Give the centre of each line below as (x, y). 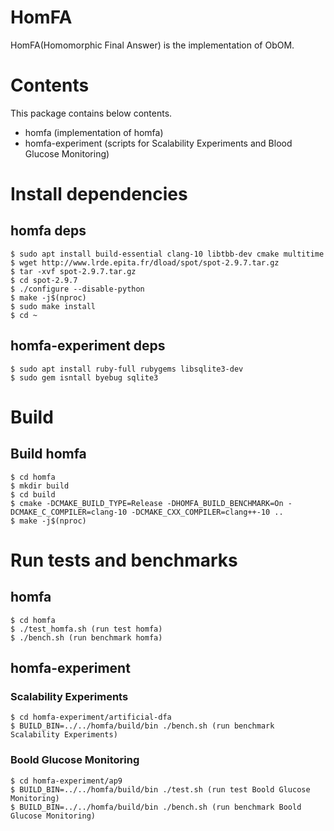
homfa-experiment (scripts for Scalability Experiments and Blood (158, 143)
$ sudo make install (53, 306)
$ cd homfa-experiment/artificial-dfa (91, 717)
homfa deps (48, 231)
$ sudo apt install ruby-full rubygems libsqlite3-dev (127, 369)
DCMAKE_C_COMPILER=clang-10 (69, 512)
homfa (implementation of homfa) (94, 132)
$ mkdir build (40, 486)
